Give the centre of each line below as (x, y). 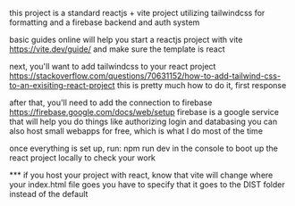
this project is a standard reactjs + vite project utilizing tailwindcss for (137, 13)
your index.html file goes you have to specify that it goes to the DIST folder (147, 185)
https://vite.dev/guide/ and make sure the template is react (117, 49)
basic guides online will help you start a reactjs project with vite (126, 40)
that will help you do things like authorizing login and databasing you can (143, 121)
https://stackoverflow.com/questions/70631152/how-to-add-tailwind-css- (145, 76)
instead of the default (49, 194)
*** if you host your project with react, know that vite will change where (141, 175)
